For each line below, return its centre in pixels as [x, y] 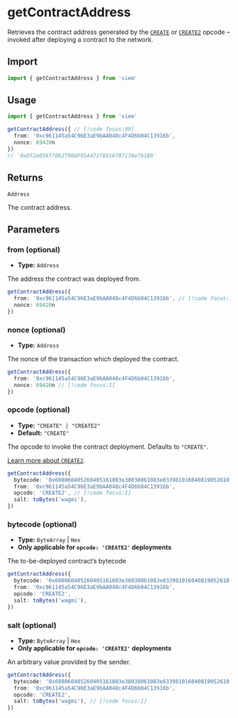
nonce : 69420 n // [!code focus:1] [64, 385]
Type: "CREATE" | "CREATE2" [59, 425]
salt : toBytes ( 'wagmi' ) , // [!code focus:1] [80, 701]
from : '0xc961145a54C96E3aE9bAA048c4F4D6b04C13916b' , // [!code [110, 298]
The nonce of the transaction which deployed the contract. [93, 359]
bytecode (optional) [42, 524]
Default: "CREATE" [43, 432]
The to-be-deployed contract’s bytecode [67, 561]
